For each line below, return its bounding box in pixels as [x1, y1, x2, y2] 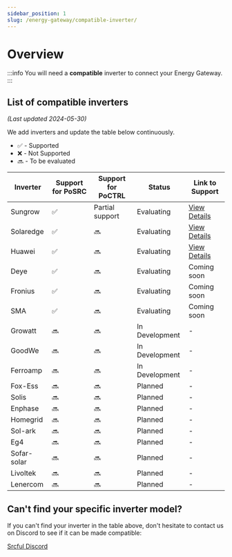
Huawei [10, 246, 36, 256]
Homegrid [10, 415, 43, 424]
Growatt [10, 326, 37, 335]
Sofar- [10, 449, 33, 458]
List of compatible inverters [7, 96, 129, 108]
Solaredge [10, 227, 44, 237]
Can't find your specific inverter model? [7, 503, 183, 515]
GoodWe [10, 346, 39, 355]
